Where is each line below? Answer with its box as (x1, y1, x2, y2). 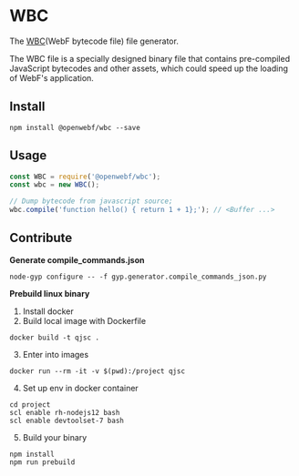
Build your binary (22, 431, 88, 442)
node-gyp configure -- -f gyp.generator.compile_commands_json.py (9, 272, 267, 281)
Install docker (22, 306, 75, 317)
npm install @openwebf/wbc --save (9, 123, 141, 132)
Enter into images (22, 349, 89, 360)
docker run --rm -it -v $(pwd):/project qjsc (9, 366, 185, 376)
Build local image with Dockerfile (22, 315, 147, 326)
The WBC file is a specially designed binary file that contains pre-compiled (9, 53, 290, 64)
